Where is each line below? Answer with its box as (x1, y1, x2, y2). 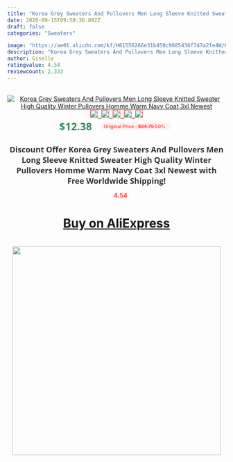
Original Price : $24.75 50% (103, 122, 166, 129)
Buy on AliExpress (62, 216, 171, 232)
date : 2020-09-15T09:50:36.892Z (7, 17, 101, 24)
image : (7, 42, 26, 49)
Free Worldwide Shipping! (67, 175, 166, 186)
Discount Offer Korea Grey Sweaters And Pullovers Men (9, 143, 224, 155)
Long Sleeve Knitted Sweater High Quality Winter (21, 154, 212, 166)
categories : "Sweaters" (7, 29, 76, 37)
